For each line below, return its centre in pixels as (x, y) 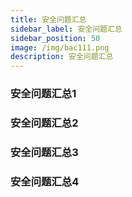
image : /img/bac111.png (60, 47)
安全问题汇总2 (44, 123)
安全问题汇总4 (45, 181)
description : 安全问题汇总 (62, 57)
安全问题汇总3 (44, 152)
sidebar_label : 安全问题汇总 (66, 29)
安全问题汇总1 (43, 94)
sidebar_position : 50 (55, 38)
